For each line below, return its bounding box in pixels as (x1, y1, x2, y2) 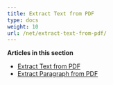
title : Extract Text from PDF (7, 10, 95, 17)
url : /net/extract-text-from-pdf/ (7, 29, 107, 37)
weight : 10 (7, 23, 39, 30)
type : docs (7, 17, 39, 24)
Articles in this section (7, 49, 74, 57)
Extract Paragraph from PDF (17, 70, 98, 78)
